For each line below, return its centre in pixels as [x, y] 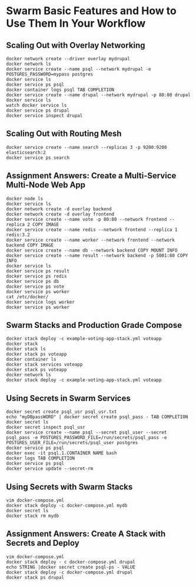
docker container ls [31, 359]
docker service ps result [38, 271]
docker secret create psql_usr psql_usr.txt [62, 412]
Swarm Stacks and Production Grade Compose [94, 325]
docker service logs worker [41, 302]
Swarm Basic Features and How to [91, 11]
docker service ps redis [36, 276]
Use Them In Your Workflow [76, 23]
